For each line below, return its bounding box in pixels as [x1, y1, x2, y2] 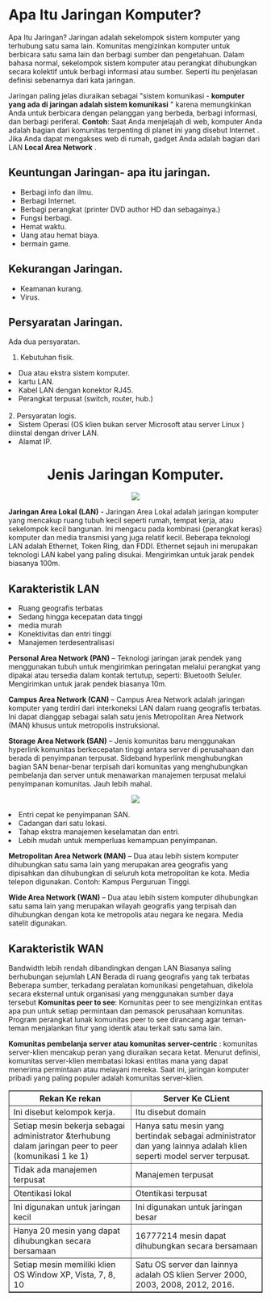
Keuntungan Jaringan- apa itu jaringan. [8, 166, 211, 179]
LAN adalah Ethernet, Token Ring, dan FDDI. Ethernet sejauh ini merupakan [8, 541, 258, 551]
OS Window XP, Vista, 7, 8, [13, 1269, 115, 1280]
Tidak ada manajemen [13, 1164, 98, 1175]
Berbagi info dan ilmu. [19, 187, 94, 197]
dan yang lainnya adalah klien [135, 1140, 248, 1152]
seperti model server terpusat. [135, 1150, 250, 1161]
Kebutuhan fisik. [19, 353, 74, 363]
